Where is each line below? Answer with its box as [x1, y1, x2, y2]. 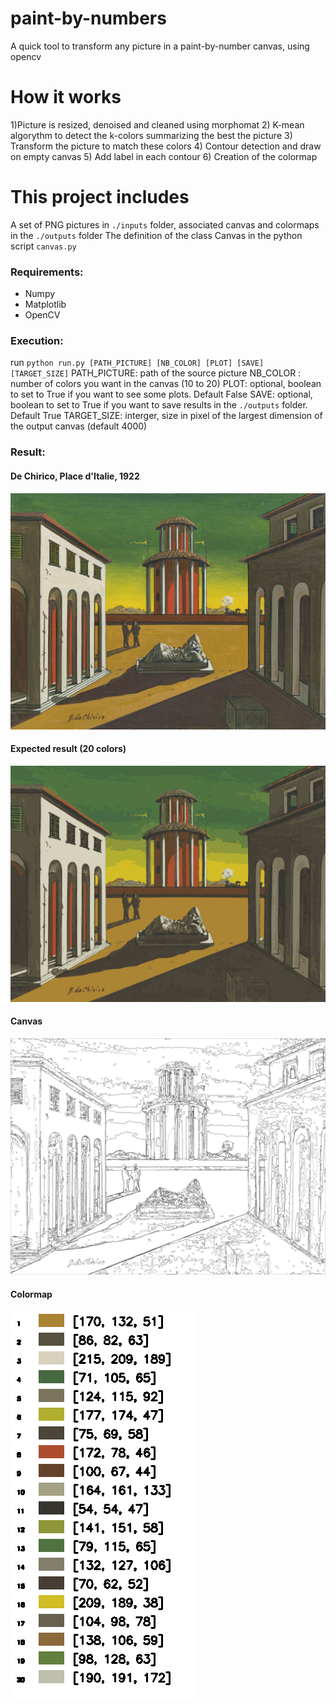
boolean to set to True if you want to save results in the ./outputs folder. [10, 399, 308, 411]
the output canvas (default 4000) [10, 420, 148, 432]
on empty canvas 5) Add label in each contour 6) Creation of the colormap [10, 150, 318, 162]
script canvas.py [10, 240, 77, 252]
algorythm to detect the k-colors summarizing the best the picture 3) [10, 129, 293, 141]
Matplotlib [24, 298, 67, 311]
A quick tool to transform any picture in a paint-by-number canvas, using [10, 40, 310, 52]
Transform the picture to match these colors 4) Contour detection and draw [10, 140, 322, 152]
